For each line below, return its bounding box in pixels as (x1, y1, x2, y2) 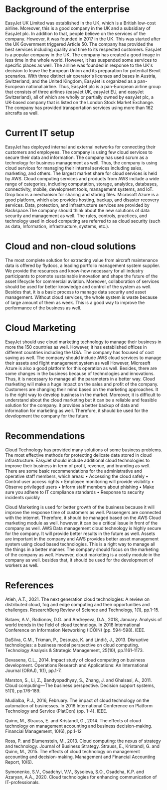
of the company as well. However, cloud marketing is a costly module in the (5, 551, 161, 557)
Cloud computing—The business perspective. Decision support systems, (5, 682, 156, 688)
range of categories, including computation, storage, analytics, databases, (5, 181, 158, 187)
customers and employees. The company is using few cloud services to (5, 149, 153, 155)
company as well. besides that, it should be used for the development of (5, 557, 154, 563)
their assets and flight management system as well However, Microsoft (5, 360, 151, 366)
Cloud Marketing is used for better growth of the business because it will (5, 504, 155, 510)
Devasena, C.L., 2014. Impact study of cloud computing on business (5, 657, 146, 663)
